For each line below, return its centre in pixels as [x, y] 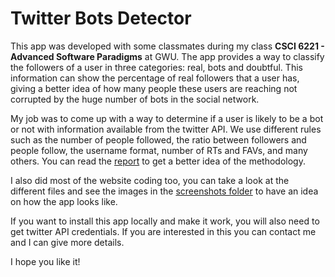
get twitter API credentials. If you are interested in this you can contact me [163, 231]
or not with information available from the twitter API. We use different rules [166, 129]
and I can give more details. [67, 242]
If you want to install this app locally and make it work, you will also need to [165, 221]
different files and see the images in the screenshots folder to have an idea [164, 191]
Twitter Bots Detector [101, 18]
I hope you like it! [45, 261]
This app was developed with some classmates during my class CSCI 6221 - [167, 46]
